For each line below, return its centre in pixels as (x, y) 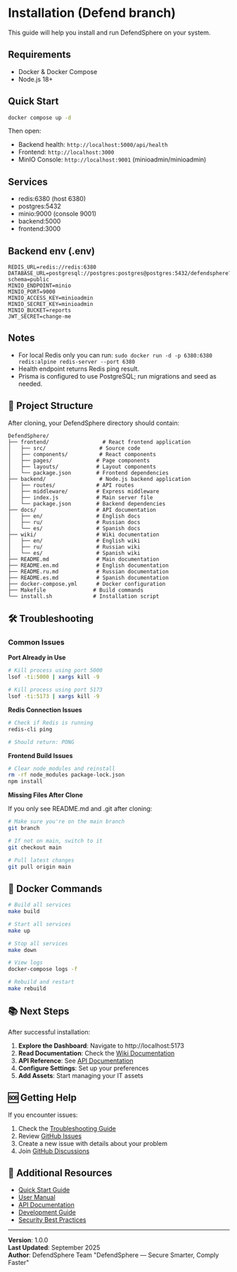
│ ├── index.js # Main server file (81, 497)
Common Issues (37, 642)
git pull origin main (40, 867)
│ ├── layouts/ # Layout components (82, 467)
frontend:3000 (39, 229)
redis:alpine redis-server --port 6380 (77, 362)
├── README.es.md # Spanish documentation (89, 577)
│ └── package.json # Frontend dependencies (89, 473)
